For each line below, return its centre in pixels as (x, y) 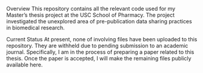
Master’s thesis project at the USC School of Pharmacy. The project (91, 15)
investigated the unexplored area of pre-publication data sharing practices (99, 21)
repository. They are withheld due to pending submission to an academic (97, 45)
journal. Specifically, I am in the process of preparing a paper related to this (100, 52)
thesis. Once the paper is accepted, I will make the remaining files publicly (99, 58)
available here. (25, 65)
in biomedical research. (35, 28)
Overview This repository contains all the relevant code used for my (91, 9)
